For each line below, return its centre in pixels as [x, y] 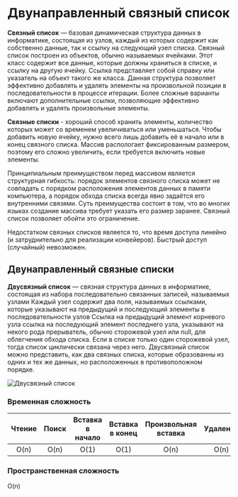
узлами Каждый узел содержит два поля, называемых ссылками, [107, 301]
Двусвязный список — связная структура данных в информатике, [109, 286]
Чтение [24, 429]
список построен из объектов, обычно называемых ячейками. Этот [110, 55]
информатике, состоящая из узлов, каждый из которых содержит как [113, 40]
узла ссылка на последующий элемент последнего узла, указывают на [116, 324]
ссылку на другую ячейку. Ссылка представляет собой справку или [111, 70]
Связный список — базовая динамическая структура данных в [104, 33]
